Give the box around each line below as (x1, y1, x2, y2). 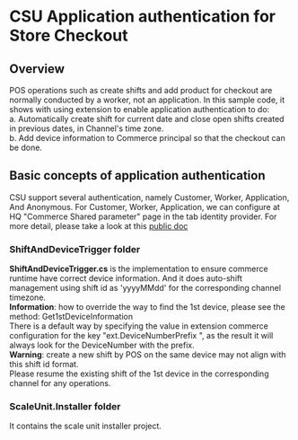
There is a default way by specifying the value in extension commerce (9, 321, 269, 331)
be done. (9, 142, 43, 153)
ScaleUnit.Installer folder (9, 400, 121, 413)
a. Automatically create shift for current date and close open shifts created (9, 114, 285, 124)
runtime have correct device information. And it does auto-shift (9, 273, 242, 284)
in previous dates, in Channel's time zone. (9, 123, 164, 134)
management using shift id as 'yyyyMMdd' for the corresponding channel (9, 283, 281, 294)
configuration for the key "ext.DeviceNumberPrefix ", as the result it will (9, 330, 274, 341)
